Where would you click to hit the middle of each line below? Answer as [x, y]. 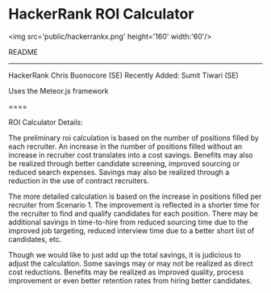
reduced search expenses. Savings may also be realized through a [119, 172]
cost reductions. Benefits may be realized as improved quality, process [126, 272]
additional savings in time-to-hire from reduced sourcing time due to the [128, 222]
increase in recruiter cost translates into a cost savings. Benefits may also [131, 155]
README [23, 52]
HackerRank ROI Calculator [101, 14]
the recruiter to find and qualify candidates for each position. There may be [133, 213]
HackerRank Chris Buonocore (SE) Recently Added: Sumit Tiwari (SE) [124, 75]
